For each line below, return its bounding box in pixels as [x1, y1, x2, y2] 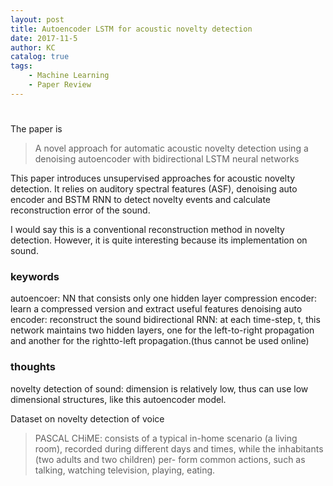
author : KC [10, 42, 56, 53]
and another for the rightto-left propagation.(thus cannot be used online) [10, 335, 310, 347]
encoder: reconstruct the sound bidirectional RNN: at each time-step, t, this [10, 314, 321, 326]
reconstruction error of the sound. [10, 204, 151, 216]
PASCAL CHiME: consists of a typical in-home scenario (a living [34, 432, 298, 444]
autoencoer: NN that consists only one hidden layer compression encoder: [10, 292, 318, 305]
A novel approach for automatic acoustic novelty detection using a [34, 142, 309, 154]
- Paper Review [28, 80, 92, 90]
